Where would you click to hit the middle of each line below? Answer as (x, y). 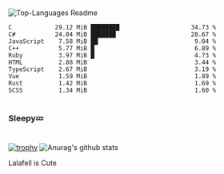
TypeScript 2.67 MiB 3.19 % (112, 69)
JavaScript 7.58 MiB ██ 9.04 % (112, 42)
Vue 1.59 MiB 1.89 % (112, 77)
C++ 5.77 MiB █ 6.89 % (112, 49)
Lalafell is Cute (33, 163)
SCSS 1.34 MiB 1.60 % (112, 91)
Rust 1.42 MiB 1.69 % (112, 84)
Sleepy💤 (26, 118)
